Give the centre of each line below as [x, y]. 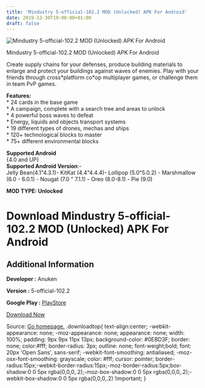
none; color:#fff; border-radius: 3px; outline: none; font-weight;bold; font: [99, 346]
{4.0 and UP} [23, 160]
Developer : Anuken [32, 279]
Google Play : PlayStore [36, 303]
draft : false [23, 23]
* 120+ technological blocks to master [54, 135]
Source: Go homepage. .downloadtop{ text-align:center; [77, 326]
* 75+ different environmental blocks [53, 141]
